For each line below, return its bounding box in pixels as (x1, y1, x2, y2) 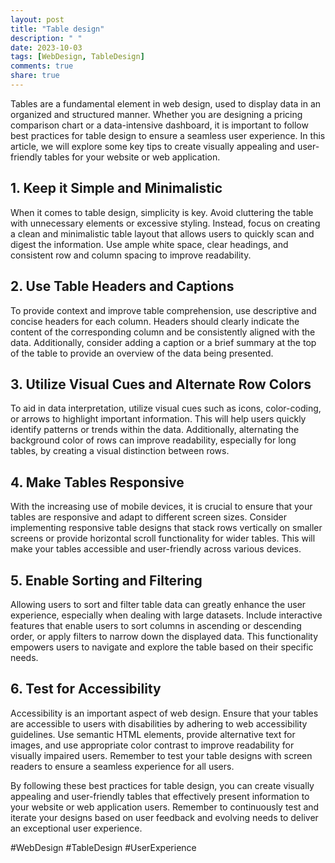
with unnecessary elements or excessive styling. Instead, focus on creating (10, 217, 321, 229)
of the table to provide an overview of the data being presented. (10, 347, 274, 359)
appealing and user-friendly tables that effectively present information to (10, 790, 310, 802)
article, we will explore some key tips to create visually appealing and (10, 140, 296, 152)
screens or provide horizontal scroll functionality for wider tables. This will (10, 532, 316, 545)
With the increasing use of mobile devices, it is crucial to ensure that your (10, 501, 313, 513)
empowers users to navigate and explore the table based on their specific (10, 641, 314, 653)
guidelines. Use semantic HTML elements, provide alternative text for (10, 728, 296, 740)
